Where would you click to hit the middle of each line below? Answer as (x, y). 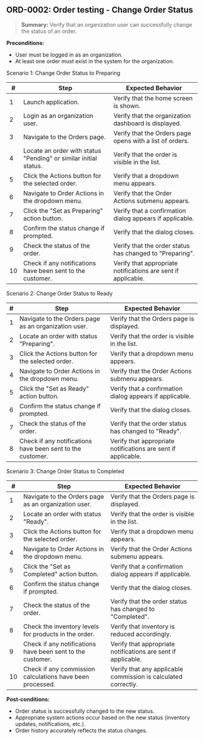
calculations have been (56, 676)
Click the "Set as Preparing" (63, 210)
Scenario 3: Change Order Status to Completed (65, 471)
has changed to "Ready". (146, 431)
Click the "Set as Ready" (54, 389)
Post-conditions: (28, 699)
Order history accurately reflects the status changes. (81, 730)
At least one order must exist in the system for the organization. (94, 61)
